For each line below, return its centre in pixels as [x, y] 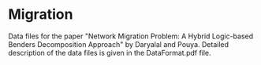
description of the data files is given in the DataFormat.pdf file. [110, 52]
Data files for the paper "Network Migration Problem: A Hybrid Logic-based [131, 36]
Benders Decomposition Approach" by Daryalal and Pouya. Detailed [119, 44]
